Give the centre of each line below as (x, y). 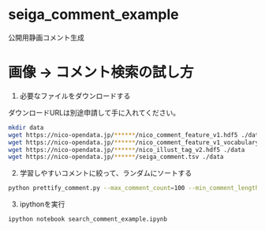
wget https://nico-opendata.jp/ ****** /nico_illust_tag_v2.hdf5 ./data (127, 150)
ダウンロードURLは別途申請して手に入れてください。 (94, 112)
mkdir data (26, 127)
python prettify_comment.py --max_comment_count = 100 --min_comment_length (134, 188)
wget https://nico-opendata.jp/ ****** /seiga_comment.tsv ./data (116, 157)
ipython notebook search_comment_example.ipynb (88, 219)
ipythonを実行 (42, 204)
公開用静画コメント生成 (46, 37)
